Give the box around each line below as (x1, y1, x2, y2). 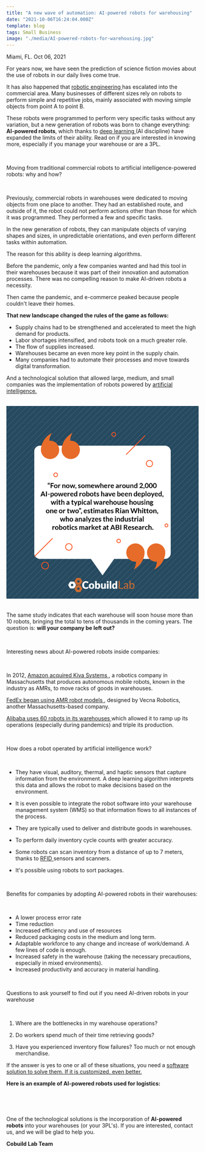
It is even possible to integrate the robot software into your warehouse (15, 800, 192, 807)
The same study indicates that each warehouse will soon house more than (6, 611, 193, 618)
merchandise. (15, 1049, 50, 1057)
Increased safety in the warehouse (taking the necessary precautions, (15, 952, 192, 960)
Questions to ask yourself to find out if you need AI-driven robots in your (6, 989, 189, 996)
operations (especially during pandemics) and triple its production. (6, 721, 174, 728)
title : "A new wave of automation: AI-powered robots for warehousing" (6, 10, 192, 16)
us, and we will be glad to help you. (6, 1128, 95, 1136)
